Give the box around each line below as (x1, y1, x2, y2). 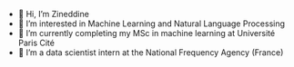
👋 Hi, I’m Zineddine (17, 9, 89, 19)
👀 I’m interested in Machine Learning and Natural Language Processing (17, 18, 285, 29)
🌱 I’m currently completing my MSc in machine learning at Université (17, 28, 276, 38)
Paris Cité (17, 37, 55, 48)
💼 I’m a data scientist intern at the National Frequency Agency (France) (17, 47, 284, 58)
